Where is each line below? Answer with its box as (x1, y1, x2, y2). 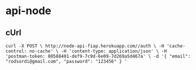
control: (5, 48, 27, 54)
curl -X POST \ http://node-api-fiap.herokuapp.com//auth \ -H (5, 43, 165, 49)
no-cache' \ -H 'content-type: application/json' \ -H (29, 48, 167, 54)
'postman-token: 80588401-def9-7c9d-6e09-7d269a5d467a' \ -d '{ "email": (5, 54, 191, 59)
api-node (5, 4, 51, 18)
